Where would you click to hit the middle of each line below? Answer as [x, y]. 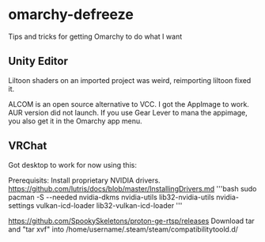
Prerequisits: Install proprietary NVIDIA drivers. [84, 180]
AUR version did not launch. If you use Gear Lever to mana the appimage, [128, 112]
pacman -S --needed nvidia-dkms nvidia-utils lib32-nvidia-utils [112, 197]
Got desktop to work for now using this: [72, 164]
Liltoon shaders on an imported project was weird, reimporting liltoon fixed [130, 80]
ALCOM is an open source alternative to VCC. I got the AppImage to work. [129, 104]
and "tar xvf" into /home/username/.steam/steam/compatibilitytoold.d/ [123, 229]
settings [21, 205]
